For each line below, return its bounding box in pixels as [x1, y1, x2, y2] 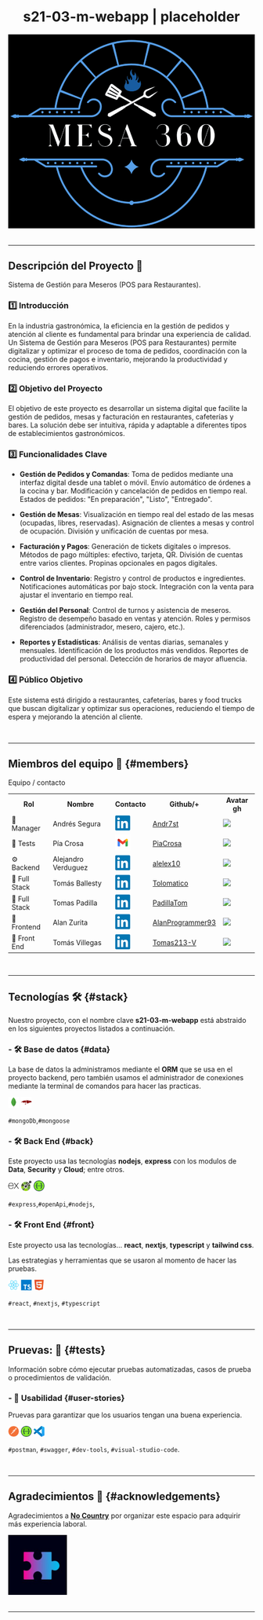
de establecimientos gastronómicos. [8, 428, 125, 438]
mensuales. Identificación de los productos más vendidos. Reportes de [19, 646, 249, 655]
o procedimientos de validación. [8, 1373, 112, 1382]
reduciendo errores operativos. [8, 362, 109, 372]
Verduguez [52, 863, 88, 872]
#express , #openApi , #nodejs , [8, 1199, 95, 1209]
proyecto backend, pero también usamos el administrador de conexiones [8, 1073, 244, 1083]
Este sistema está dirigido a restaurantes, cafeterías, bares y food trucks [8, 695, 243, 705]
